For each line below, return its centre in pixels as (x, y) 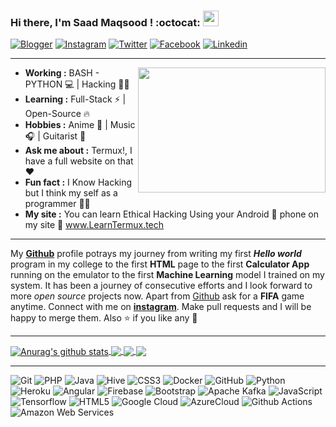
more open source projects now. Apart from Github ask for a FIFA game (157, 296)
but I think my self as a (71, 193)
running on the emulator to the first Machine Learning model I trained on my (167, 275)
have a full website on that (79, 161)
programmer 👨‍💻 (57, 204)
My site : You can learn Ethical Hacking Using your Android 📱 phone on (171, 214)
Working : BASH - (62, 73)
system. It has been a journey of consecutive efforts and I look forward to (161, 286)
